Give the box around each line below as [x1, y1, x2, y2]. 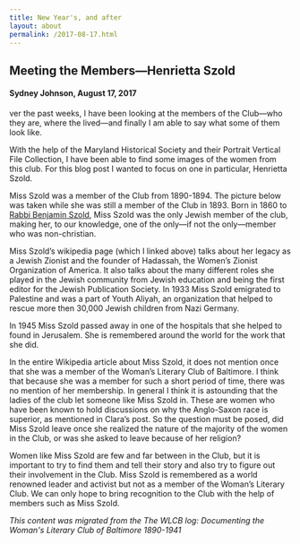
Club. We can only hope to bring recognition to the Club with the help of [9, 488, 275, 498]
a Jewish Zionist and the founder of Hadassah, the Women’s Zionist [9, 255, 258, 265]
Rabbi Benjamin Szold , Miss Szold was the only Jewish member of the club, [9, 209, 288, 220]
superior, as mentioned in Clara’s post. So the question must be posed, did [9, 413, 284, 424]
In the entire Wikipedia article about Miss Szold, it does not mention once [9, 356, 279, 367]
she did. [9, 339, 39, 350]
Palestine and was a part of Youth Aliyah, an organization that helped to [9, 293, 273, 304]
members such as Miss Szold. [9, 497, 120, 508]
